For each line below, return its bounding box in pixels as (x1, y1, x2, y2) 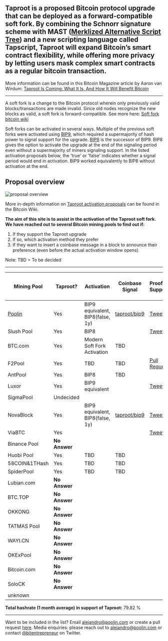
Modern (84, 336, 103, 343)
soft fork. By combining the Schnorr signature (5, 20, 151, 28)
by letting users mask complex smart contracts (5, 59, 155, 67)
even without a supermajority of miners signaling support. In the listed (5, 147, 149, 153)
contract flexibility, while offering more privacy (5, 51, 155, 60)
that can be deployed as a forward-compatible (5, 12, 152, 21)
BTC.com (7, 342, 29, 349)
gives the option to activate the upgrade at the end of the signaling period (5, 142, 157, 148)
